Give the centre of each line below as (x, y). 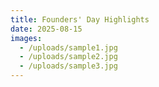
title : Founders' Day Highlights (80, 19)
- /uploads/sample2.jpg (68, 57)
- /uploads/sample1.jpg (68, 47)
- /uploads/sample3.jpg (68, 66)
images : (26, 38)
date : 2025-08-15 (46, 29)
